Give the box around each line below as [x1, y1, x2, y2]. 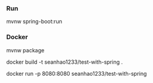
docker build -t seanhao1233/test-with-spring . [6, 58, 123, 66]
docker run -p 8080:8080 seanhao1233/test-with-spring [6, 70, 147, 77]
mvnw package [6, 46, 45, 54]
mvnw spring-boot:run [6, 18, 62, 25]
